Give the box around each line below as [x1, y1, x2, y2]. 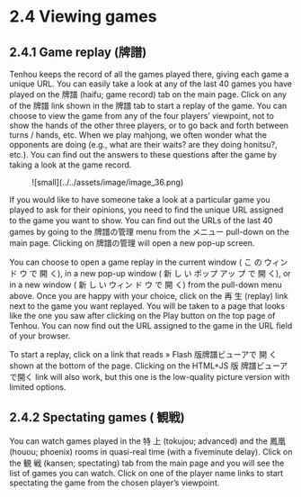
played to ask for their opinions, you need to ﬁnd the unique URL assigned [9, 204, 284, 215]
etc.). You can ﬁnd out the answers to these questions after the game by [9, 149, 277, 159]
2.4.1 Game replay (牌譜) [9, 44, 147, 59]
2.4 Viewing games [9, 6, 157, 27]
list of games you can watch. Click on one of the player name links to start [9, 467, 284, 478]
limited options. [9, 382, 66, 393]
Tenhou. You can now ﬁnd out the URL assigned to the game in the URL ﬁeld [9, 321, 293, 330]
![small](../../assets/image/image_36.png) [31, 177, 184, 187]
